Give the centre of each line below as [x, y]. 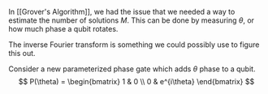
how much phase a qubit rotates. [63, 29]
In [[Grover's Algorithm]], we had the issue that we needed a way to [122, 12]
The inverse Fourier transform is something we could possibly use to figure [134, 45]
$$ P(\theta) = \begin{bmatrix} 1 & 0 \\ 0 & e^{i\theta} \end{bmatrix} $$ [136, 81]
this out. [22, 53]
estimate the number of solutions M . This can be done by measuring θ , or [131, 20]
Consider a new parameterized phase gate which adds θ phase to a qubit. [132, 69]
